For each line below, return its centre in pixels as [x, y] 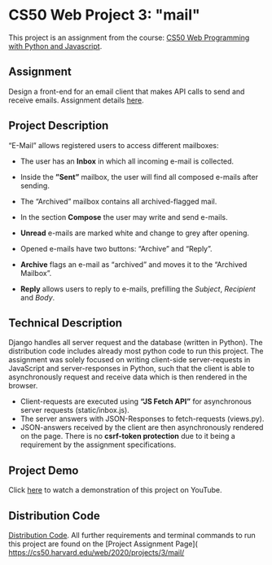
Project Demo [44, 470]
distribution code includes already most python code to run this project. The [136, 351]
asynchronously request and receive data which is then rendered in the [128, 377]
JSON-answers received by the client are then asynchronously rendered [142, 427]
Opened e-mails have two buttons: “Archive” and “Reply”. [116, 248]
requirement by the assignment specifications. [98, 445]
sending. [35, 186]
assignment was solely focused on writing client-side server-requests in [129, 360]
